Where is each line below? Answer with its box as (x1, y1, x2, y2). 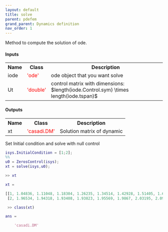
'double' (26, 86, 46, 93)
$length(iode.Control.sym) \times (50, 86, 129, 93)
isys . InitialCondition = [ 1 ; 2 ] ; (5, 150, 72, 155)
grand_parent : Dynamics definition (5, 21, 79, 27)
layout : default (5, 7, 39, 13)
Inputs (5, 51, 19, 57)
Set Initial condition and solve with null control (5, 140, 100, 146)
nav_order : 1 (5, 26, 32, 31)
